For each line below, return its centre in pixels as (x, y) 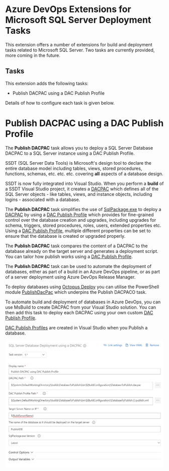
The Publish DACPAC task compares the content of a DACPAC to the (76, 246)
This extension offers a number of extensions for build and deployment (79, 44)
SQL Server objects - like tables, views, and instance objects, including (79, 194)
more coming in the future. (33, 55)
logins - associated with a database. (43, 199)
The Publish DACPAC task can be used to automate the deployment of (78, 266)
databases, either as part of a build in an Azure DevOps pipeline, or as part (82, 272)
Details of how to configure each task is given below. (60, 103)
